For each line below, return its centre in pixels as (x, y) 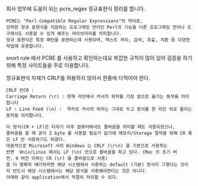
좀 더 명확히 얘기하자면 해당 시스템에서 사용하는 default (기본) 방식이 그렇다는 (92, 165)
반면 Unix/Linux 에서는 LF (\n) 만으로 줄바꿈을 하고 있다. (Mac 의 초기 (88, 152)
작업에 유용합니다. (25, 46)
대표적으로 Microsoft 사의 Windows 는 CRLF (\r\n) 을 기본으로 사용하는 (87, 146)
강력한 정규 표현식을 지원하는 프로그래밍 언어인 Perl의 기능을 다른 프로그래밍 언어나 (95, 27)
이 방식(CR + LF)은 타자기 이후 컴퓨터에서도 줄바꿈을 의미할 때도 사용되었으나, (91, 127)
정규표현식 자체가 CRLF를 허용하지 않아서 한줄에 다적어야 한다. (78, 78)
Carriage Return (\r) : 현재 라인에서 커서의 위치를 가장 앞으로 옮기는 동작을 (92, 97)
